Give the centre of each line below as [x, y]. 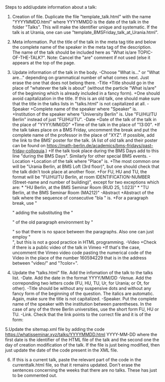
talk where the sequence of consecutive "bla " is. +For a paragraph [80, 198]
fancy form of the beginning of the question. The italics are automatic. [83, 293]
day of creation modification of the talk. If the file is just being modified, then [82, 345]
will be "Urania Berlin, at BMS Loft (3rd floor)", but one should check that [86, 166]
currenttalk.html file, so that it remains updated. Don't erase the [76, 365]
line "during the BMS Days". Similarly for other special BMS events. [80, 156]
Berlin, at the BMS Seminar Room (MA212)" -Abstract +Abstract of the [83, 192]
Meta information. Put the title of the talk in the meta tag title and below [84, 42]
